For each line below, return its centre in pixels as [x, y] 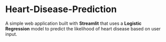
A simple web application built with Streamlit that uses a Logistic [73, 23]
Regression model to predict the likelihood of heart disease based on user [83, 28]
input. [11, 34]
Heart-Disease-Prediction [61, 9]
